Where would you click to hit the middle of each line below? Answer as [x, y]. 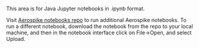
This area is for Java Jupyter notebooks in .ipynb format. [75, 9]
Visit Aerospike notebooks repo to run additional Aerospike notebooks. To [97, 20]
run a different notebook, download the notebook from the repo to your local [99, 26]
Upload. [16, 39]
